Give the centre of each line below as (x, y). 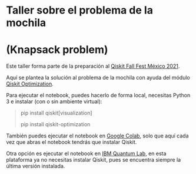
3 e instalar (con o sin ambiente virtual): (54, 101)
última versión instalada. (36, 166)
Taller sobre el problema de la (79, 10)
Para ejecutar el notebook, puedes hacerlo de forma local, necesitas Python (98, 96)
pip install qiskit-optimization (55, 124)
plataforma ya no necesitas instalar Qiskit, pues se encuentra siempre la (94, 160)
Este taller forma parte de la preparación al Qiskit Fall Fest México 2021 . (93, 66)
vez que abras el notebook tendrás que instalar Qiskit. (72, 142)
